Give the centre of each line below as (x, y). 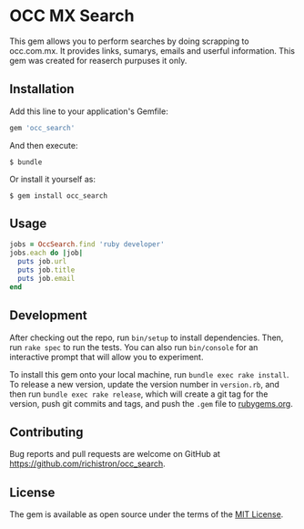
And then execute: (44, 145)
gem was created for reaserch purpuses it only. (98, 60)
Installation (42, 89)
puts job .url (42, 262)
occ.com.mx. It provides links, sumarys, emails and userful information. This (152, 50)
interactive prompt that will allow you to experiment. (106, 357)
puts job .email (46, 278)
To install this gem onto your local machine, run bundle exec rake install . (149, 374)
